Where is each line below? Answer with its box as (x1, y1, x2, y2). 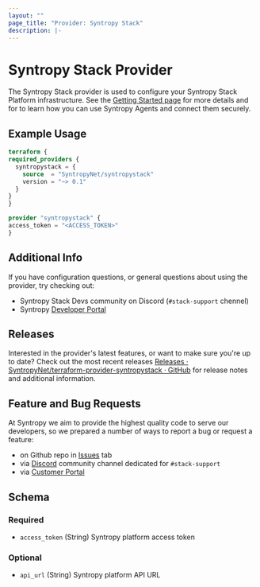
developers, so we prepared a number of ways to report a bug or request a (8, 426, 253, 436)
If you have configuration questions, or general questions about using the (8, 272, 248, 282)
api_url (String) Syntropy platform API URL (19, 570, 161, 580)
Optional (8, 552, 42, 563)
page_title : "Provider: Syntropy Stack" (8, 19, 144, 27)
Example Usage (8, 126, 87, 140)
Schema (8, 490, 50, 503)
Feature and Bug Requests (8, 397, 141, 410)
